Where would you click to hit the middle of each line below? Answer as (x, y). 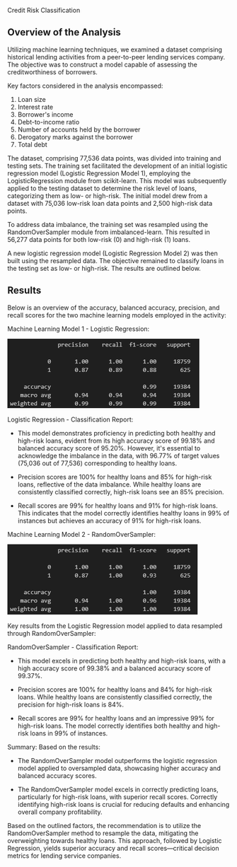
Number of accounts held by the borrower (79, 129)
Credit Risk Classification (44, 10)
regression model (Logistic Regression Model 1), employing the (99, 173)
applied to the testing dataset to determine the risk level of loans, (102, 188)
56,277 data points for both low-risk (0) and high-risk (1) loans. (99, 239)
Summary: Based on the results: (54, 747)
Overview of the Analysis (64, 32)
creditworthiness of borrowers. (52, 72)
